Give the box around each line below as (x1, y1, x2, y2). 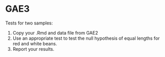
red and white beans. (12, 40, 58, 46)
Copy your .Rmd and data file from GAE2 (12, 30, 98, 36)
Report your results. (12, 46, 54, 52)
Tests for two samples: (5, 20, 53, 26)
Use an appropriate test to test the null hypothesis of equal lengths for (12, 35, 160, 41)
